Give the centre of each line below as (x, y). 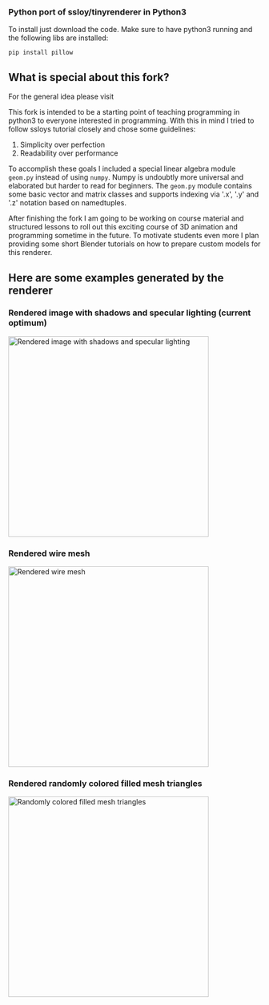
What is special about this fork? (89, 77)
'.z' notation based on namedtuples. (67, 203)
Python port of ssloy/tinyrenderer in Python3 (97, 12)
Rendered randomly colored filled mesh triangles (105, 784)
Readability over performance (69, 153)
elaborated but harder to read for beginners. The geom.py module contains (130, 186)
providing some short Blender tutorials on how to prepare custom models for (134, 244)
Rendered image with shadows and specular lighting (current (130, 313)
